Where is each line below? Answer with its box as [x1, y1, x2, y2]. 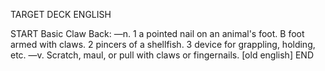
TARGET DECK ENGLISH [10, 9, 112, 20]
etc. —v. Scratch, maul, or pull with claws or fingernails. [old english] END [10, 49, 314, 61]
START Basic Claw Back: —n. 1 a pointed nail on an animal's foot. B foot [10, 28, 305, 39]
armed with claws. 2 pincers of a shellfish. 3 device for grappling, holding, [10, 39, 316, 50]
